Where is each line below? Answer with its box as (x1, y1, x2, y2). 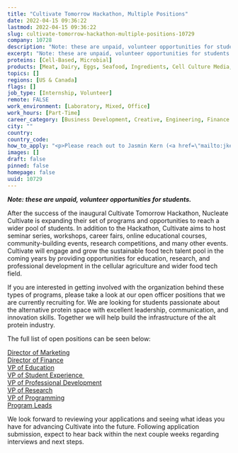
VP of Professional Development (7, 378, 102, 387)
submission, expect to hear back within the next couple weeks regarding (7, 430, 220, 438)
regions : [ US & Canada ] (7, 76, 78, 84)
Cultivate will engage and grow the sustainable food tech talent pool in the (7, 246, 225, 255)
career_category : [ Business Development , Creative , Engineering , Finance (7, 116, 230, 123)
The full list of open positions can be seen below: (7, 334, 151, 343)
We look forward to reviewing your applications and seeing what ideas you (7, 415, 225, 423)
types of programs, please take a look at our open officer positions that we (7, 290, 225, 299)
